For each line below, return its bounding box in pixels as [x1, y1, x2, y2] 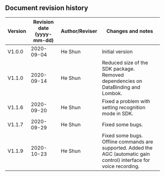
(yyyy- [35, 30, 53, 37]
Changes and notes [106, 27, 153, 34]
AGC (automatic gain [102, 151, 150, 157]
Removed [102, 71, 124, 78]
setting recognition [102, 104, 146, 111]
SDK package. [102, 65, 135, 72]
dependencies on [102, 77, 142, 84]
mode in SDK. [102, 110, 134, 117]
